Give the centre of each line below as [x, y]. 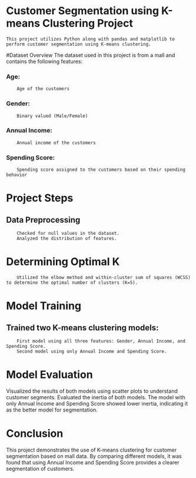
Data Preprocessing [43, 220]
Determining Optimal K [63, 262]
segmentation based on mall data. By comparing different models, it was [94, 456]
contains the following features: [44, 61]
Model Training [44, 306]
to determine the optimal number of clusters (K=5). [72, 283]
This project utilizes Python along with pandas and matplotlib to [91, 39]
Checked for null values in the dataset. [68, 234]
